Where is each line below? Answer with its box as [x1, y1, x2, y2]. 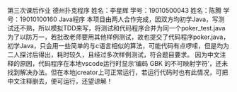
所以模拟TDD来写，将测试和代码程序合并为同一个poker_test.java [37, 24, 226, 32]
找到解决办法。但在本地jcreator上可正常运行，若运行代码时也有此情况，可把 [7, 68, 229, 76]
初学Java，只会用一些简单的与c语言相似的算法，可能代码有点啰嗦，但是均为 [7, 42, 230, 50]
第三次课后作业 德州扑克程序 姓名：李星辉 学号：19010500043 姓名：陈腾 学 [7, 6, 230, 14]
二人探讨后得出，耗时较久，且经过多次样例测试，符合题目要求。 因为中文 [7, 50, 220, 59]
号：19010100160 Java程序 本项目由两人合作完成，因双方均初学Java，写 [7, 15, 219, 23]
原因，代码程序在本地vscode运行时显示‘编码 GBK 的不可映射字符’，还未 [19, 59, 229, 67]
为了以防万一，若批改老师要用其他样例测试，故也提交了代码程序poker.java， [7, 33, 230, 41]
